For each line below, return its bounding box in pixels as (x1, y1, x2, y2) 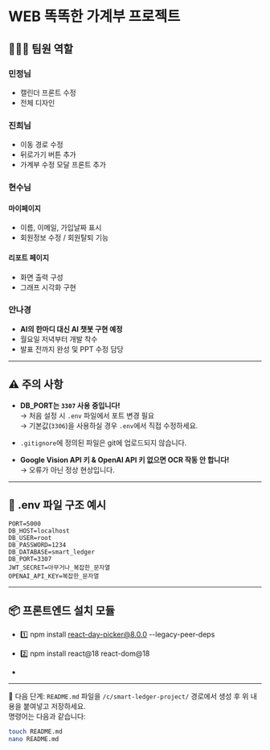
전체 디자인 (19, 97, 55, 107)
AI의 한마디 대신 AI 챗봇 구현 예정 (19, 323, 123, 334)
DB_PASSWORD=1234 (8, 541, 67, 550)
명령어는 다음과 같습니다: (8, 711, 86, 721)
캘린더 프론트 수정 (19, 88, 76, 97)
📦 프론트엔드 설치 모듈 (8, 604, 115, 617)
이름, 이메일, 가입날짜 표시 (19, 223, 102, 233)
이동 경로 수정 (19, 140, 63, 150)
